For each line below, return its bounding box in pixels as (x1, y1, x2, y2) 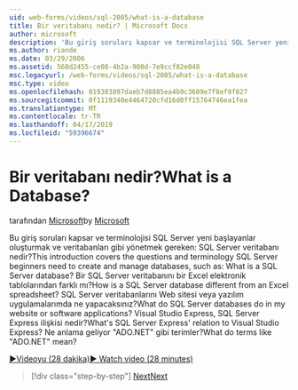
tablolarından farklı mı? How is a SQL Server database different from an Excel (9, 279, 289, 290)
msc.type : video (9, 79, 69, 88)
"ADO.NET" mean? (9, 336, 77, 346)
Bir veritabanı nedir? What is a (9, 167, 232, 187)
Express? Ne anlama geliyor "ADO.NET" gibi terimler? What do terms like (9, 326, 272, 338)
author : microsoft (9, 29, 77, 38)
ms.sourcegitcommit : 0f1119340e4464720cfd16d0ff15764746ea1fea (9, 95, 248, 105)
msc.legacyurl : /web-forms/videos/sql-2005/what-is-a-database (9, 71, 248, 80)
